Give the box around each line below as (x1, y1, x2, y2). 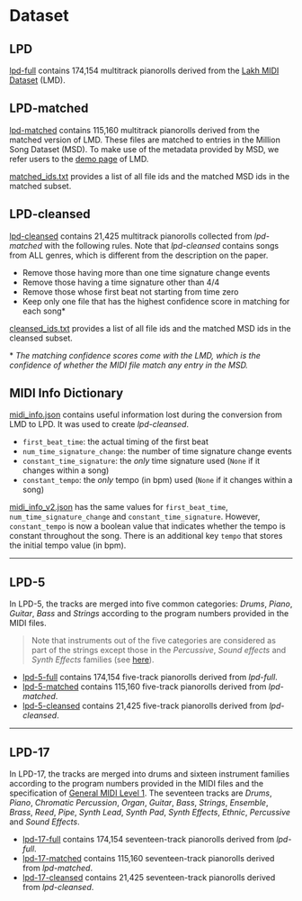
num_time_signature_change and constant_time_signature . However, (9, 511, 261, 523)
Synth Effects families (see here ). (31, 654, 155, 665)
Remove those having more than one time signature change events (22, 267, 271, 278)
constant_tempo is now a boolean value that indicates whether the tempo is (9, 521, 286, 532)
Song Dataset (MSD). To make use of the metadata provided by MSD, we (9, 143, 280, 154)
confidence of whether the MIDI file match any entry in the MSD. (9, 359, 249, 370)
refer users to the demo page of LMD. (9, 153, 149, 164)
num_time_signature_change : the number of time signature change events (22, 446, 292, 457)
